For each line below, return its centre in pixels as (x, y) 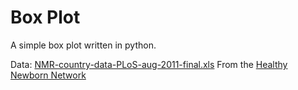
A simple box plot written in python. (83, 45)
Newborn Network (48, 75)
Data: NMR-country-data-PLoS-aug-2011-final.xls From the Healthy (149, 64)
